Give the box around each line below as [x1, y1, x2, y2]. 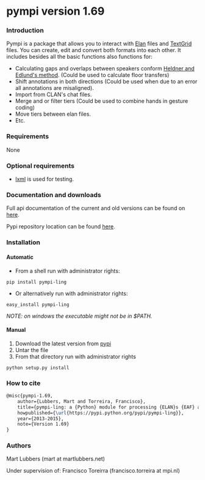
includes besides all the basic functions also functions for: [6, 53, 153, 61]
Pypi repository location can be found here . [6, 223, 115, 230]
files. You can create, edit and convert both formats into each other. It [6, 47, 181, 54]
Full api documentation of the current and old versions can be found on [6, 204, 185, 212]
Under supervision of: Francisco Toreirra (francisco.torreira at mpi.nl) [6, 467, 180, 474]
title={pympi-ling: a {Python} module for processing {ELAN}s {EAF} [17, 404, 195, 410]
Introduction [6, 26, 44, 35]
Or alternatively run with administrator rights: [15, 290, 128, 297]
